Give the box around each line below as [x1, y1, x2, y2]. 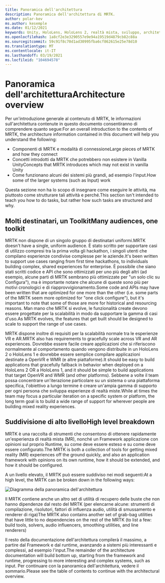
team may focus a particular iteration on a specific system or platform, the [5, 393, 155, 399]
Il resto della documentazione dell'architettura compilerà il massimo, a [5, 536, 147, 543]
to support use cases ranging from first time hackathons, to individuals [5, 258, 148, 264]
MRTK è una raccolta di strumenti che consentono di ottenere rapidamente [5, 431, 157, 437]
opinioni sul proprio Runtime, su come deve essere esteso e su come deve [5, 441, 156, 447]
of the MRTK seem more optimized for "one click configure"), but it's [5, 295, 144, 301]
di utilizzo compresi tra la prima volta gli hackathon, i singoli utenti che [5, 248, 147, 253]
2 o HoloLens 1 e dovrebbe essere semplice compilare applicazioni [5, 352, 140, 357]
